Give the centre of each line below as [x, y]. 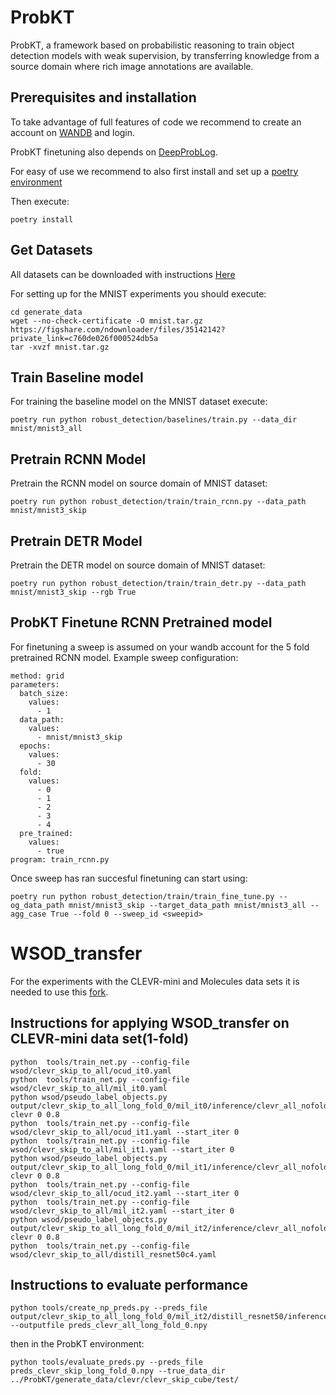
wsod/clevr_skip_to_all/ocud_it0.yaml [91, 1071]
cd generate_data [46, 312]
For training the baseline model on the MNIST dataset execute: [139, 402]
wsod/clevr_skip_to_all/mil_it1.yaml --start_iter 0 [122, 1149]
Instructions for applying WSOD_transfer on [150, 1023]
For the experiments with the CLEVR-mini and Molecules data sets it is [155, 981]
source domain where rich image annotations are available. [132, 66]
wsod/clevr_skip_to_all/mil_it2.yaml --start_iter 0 [122, 1211]
